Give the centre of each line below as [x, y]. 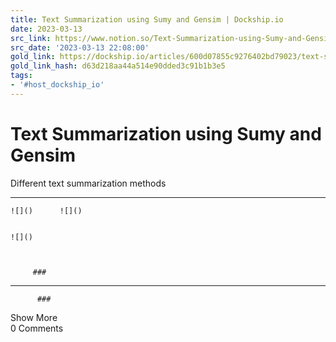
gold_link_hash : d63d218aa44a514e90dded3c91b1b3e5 [118, 66]
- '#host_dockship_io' [57, 85]
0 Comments [37, 328]
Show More [34, 317]
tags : [21, 76]
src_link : [31, 38]
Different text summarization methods [88, 183]
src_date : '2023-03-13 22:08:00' [80, 47]
